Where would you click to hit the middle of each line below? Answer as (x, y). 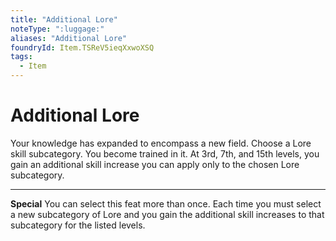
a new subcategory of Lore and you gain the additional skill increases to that (167, 214)
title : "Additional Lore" (64, 19)
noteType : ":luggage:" (57, 29)
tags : (21, 57)
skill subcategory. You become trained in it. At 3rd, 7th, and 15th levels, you (165, 153)
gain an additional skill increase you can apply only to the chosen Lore (155, 164)
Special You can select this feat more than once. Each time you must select (166, 203)
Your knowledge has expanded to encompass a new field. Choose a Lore (161, 143)
